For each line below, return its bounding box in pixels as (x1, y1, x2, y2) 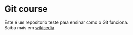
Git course (4, 3, 48, 15)
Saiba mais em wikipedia (4, 24, 55, 30)
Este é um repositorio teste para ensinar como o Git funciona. (4, 19, 128, 25)
